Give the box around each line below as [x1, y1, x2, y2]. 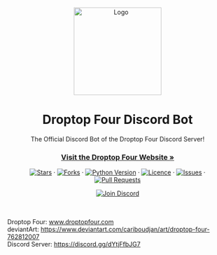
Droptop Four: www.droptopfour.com [7, 218, 114, 226]
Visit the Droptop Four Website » [60, 152, 175, 162]
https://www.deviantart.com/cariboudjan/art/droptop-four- [41, 225, 210, 234]
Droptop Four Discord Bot [42, 112, 193, 127]
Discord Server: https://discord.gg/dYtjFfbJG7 [7, 240, 141, 249]
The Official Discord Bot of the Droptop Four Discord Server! [30, 135, 205, 143]
